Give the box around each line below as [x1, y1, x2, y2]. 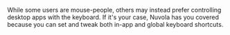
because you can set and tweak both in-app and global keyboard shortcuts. [7, 21, 224, 28]
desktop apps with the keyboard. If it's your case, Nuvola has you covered [7, 13, 220, 21]
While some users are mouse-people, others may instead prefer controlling [7, 6, 222, 14]
